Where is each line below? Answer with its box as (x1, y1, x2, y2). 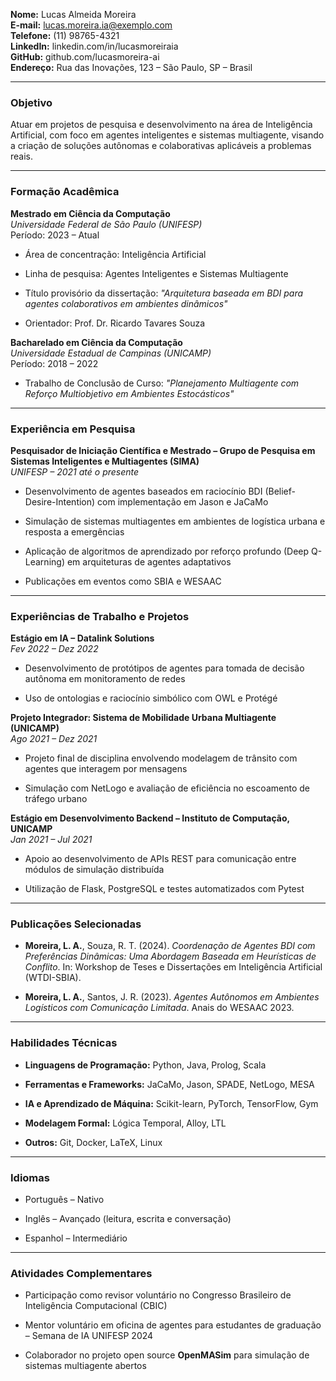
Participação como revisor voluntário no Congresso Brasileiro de (24, 1289, 292, 1301)
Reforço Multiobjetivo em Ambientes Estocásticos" (24, 387, 235, 399)
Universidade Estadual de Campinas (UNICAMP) (10, 347, 212, 359)
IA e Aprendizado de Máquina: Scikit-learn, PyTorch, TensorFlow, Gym (24, 1097, 319, 1109)
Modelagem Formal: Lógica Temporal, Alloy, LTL (24, 1117, 227, 1129)
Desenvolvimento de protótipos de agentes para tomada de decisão (24, 662, 305, 674)
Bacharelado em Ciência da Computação (10, 336, 183, 348)
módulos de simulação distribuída (24, 864, 165, 876)
